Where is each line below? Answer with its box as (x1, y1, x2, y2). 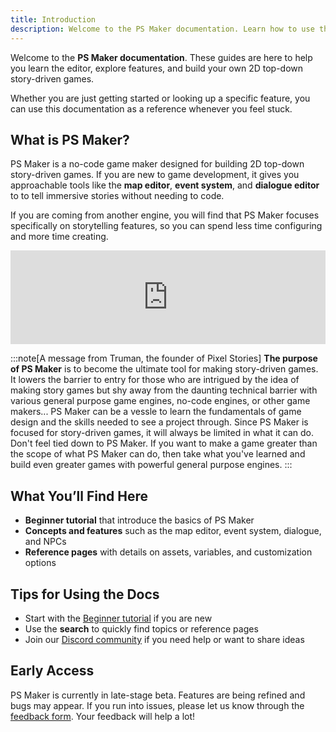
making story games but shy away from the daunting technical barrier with (10, 384, 318, 396)
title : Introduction (10, 14, 97, 25)
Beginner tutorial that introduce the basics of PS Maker (24, 514, 255, 526)
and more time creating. (10, 231, 109, 243)
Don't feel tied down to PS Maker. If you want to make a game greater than (10, 437, 318, 450)
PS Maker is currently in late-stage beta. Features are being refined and (10, 689, 306, 701)
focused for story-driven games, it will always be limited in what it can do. (10, 427, 315, 439)
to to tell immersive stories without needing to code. (10, 190, 225, 202)
